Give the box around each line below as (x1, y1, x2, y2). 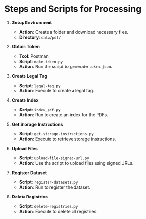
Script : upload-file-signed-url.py (19, 155, 89, 161)
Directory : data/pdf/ (19, 34, 61, 40)
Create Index (11, 97, 39, 103)
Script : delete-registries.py (19, 203, 78, 209)
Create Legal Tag (11, 73, 48, 79)
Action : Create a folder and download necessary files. (19, 29, 128, 35)
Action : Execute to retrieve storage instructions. (19, 136, 116, 142)
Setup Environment (11, 20, 52, 25)
